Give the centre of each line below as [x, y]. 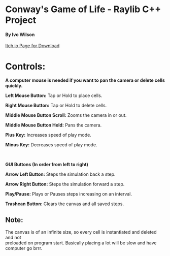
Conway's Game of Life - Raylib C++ [83, 9]
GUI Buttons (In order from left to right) [47, 165]
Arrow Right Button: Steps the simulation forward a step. [65, 184]
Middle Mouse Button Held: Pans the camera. [54, 125]
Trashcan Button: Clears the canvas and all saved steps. [65, 204]
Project [21, 20]
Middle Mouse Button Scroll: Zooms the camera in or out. [66, 115]
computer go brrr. [24, 248]
